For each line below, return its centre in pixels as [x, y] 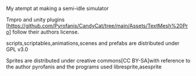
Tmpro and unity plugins [35, 19]
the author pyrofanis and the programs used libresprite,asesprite [84, 67]
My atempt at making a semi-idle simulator [58, 8]
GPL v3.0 [17, 49]
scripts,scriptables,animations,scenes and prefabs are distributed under [93, 43]
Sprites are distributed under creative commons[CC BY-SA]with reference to [98, 61]
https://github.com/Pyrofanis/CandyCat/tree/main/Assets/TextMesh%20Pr [98, 26]
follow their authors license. [46, 32]
